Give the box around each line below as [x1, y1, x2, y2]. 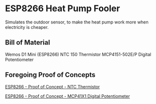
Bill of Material [5, 39, 51, 47]
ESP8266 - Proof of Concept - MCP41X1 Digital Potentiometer [5, 93, 130, 99]
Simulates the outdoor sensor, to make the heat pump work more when [5, 19, 149, 25]
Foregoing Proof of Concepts [5, 71, 96, 79]
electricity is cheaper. [5, 24, 49, 30]
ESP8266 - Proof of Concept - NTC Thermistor [5, 83, 100, 89]
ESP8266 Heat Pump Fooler [5, 3, 120, 14]
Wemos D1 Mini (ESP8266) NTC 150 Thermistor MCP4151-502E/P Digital [5, 51, 151, 57]
